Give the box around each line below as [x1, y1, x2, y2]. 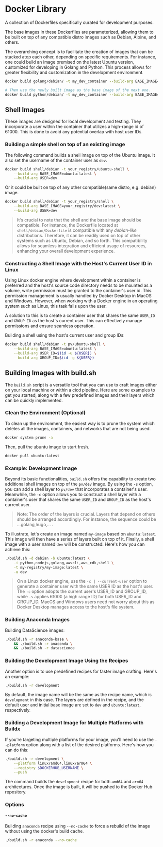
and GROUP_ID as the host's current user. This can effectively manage [5, 318, 143, 324]
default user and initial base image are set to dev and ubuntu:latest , [5, 702, 141, 708]
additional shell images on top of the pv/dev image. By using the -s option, [5, 481, 153, 487]
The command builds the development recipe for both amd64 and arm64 [5, 779, 144, 785]
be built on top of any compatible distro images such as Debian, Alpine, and [5, 34, 156, 40]
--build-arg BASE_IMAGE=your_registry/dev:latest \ [14, 203, 120, 209]
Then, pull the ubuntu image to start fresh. [5, 444, 90, 450]
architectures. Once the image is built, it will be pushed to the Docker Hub [5, 784, 153, 790]
